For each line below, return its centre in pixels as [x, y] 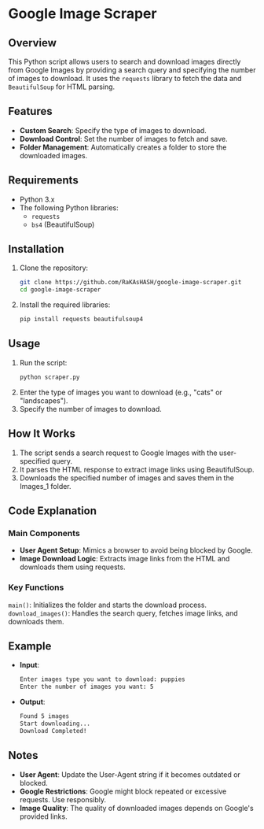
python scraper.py [49, 377]
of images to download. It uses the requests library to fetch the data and [125, 78]
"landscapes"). [44, 400]
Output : [32, 702]
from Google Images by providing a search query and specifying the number [132, 70]
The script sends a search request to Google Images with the [118, 453]
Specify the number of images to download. [91, 409]
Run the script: [43, 362]
